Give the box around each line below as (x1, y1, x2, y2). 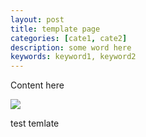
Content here (10, 79, 65, 91)
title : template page (10, 24, 101, 34)
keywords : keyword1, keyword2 (10, 52, 137, 62)
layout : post (10, 14, 65, 25)
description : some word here (10, 42, 132, 53)
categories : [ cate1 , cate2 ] (10, 33, 128, 43)
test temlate (10, 117, 60, 130)
